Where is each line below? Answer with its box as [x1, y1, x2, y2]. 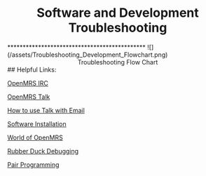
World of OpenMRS [7, 133, 63, 142]
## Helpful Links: [7, 65, 57, 74]
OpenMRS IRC [7, 79, 49, 87]
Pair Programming [7, 160, 60, 169]
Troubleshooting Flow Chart [77, 57, 158, 66]
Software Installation [7, 119, 67, 128]
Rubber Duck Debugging [7, 147, 79, 155]
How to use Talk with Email [7, 106, 85, 114]
